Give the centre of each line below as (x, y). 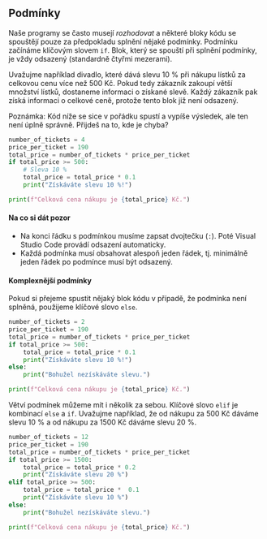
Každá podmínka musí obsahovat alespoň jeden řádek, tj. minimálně (134, 253)
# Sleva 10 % (45, 170)
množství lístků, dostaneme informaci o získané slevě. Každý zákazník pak (133, 92)
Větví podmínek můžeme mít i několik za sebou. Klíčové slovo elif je (123, 405)
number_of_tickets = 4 (47, 140)
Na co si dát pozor (39, 218)
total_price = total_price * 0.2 (80, 467)
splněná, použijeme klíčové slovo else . (73, 307)
